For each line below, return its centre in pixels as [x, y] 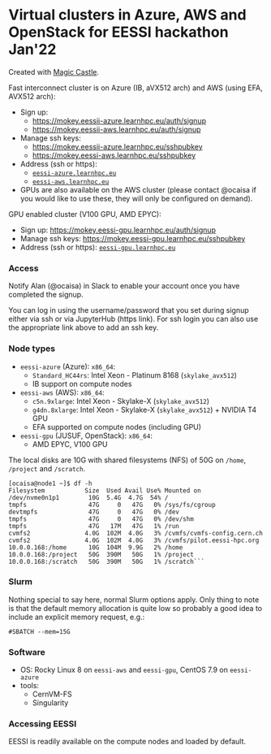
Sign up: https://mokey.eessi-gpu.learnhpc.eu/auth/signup [118, 230]
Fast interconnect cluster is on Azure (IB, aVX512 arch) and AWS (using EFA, [135, 88]
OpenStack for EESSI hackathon [118, 32]
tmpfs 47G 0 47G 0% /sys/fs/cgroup [112, 505]
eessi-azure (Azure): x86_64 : [68, 366]
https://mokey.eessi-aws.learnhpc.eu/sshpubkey [114, 155]
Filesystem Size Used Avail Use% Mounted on [105, 490]
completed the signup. [46, 295]
